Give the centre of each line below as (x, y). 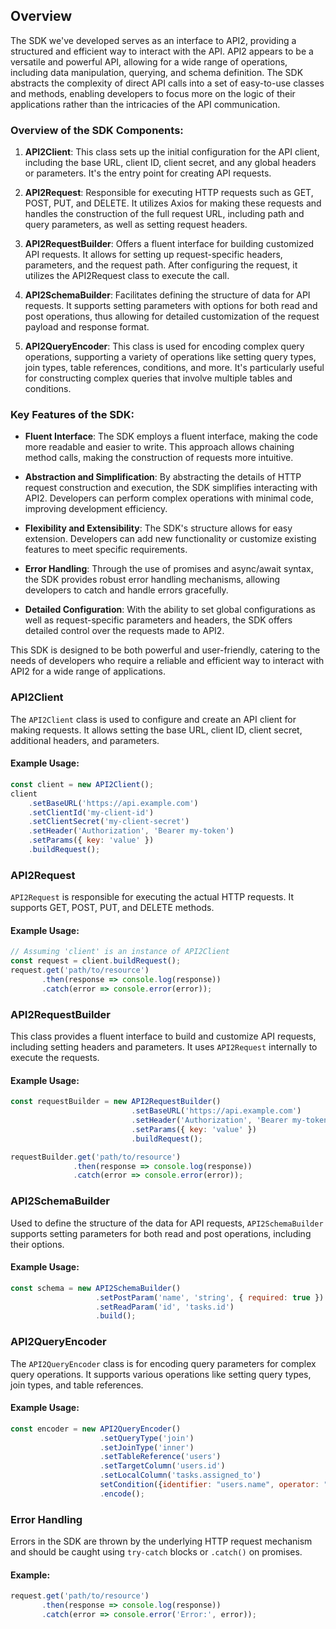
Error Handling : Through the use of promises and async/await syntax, (169, 569)
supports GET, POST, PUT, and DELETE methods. (112, 908)
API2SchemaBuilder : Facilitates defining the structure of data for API (167, 295)
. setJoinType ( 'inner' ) (147, 1447)
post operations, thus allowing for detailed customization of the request (172, 316)
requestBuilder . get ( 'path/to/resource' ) (96, 1157)
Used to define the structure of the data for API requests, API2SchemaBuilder (167, 1223)
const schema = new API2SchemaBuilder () (96, 1288)
